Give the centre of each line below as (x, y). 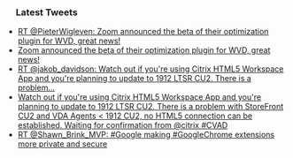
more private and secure (62, 144)
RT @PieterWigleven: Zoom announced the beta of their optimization (143, 32)
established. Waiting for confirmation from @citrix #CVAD (123, 125)
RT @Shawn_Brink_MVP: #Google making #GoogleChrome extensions (146, 135)
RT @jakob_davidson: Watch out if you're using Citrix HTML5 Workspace (150, 69)
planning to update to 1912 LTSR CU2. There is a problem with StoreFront (150, 107)
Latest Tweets (46, 12)
